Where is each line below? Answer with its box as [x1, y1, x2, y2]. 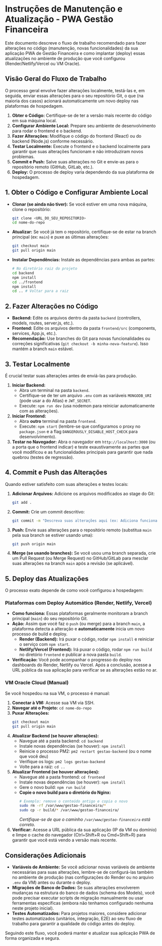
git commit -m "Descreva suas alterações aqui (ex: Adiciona [12, 518, 138, 523]
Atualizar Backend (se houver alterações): [12, 733, 99, 738]
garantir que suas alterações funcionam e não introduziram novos [12, 148, 144, 154]
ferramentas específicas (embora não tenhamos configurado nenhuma [12, 900, 153, 906]
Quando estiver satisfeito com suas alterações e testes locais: [5, 481, 129, 487]
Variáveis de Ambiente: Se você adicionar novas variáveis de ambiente [12, 864, 155, 870]
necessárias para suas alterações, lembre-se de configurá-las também [12, 869, 154, 875]
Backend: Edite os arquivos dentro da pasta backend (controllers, [12, 315, 141, 321]
